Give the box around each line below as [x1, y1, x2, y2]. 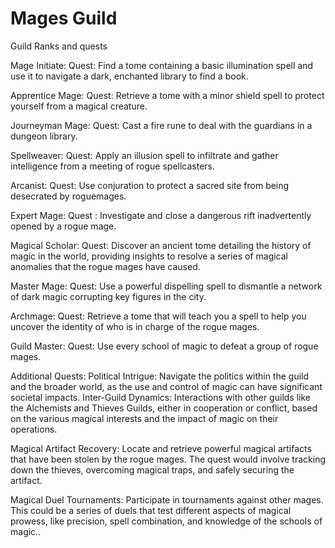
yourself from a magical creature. [10, 100, 148, 112]
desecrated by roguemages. [10, 190, 127, 202]
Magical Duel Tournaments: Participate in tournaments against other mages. [10, 493, 324, 506]
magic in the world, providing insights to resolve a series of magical [10, 250, 288, 262]
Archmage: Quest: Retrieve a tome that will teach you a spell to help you [10, 310, 307, 322]
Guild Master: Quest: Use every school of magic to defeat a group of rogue [10, 340, 319, 352]
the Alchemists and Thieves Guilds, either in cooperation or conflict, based [10, 402, 318, 414]
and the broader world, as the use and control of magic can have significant [10, 380, 323, 392]
